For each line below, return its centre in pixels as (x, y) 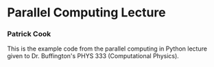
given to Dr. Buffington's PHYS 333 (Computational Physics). (93, 56)
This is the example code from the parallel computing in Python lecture (107, 49)
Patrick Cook (29, 34)
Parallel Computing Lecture (86, 13)
